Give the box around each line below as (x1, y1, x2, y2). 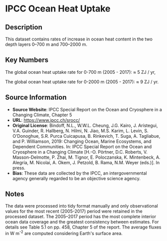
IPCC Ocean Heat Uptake (5, 3, 111, 14)
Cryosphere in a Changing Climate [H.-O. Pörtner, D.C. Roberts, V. (12, 149, 148, 155)
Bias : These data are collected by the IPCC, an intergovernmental (12, 170, 147, 176)
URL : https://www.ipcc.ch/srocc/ (12, 117, 80, 123)
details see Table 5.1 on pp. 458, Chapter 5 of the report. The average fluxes (5, 224, 162, 230)
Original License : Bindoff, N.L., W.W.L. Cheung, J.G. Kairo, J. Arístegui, (12, 122, 158, 128)
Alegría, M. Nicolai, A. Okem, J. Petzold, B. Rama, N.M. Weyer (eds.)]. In (12, 159, 160, 165)
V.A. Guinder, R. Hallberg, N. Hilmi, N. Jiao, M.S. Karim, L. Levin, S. (12, 128, 149, 134)
